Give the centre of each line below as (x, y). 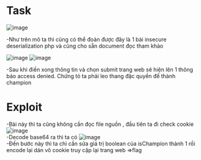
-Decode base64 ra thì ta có (42, 137)
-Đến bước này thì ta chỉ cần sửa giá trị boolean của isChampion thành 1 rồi (101, 144)
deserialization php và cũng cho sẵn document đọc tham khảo (85, 46)
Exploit (24, 107)
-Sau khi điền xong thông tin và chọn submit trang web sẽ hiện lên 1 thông (100, 69)
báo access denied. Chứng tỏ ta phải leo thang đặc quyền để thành (91, 76)
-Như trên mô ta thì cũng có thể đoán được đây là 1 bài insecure (86, 39)
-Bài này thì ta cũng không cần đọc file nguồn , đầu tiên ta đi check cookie (100, 124)
